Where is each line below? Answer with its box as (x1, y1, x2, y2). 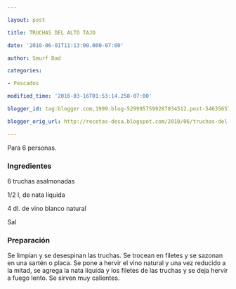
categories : (7, 68, 42, 75)
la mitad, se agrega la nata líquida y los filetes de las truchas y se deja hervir (7, 266, 228, 275)
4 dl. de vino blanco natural (7, 204, 86, 212)
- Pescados (7, 80, 39, 87)
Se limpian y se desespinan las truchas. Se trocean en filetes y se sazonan (7, 251, 223, 260)
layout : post (7, 16, 46, 23)
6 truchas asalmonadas (7, 176, 75, 185)
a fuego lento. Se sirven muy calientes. (7, 274, 120, 282)
